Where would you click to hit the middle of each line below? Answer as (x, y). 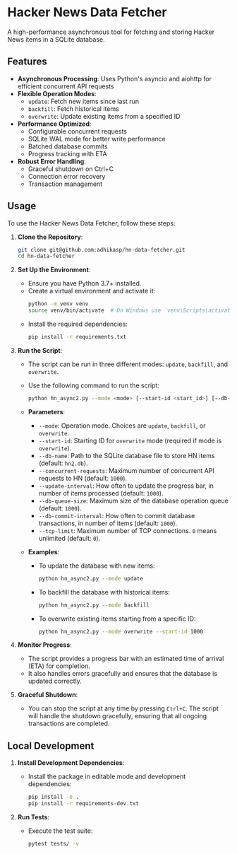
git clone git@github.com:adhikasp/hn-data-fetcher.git (101, 250)
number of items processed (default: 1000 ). (101, 493)
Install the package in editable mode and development (107, 777)
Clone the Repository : (50, 237)
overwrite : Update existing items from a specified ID (104, 116)
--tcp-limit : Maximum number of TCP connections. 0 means (128, 530)
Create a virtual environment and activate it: (92, 291)
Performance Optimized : (54, 124)
